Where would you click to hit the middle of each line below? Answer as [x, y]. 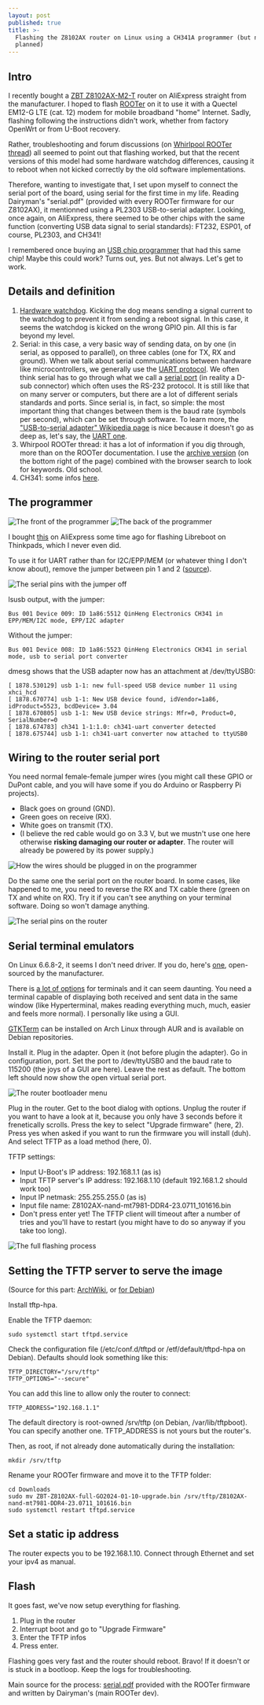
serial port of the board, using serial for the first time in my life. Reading [124, 193]
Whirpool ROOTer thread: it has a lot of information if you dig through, [132, 444]
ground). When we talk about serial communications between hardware [135, 361]
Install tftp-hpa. [33, 1305]
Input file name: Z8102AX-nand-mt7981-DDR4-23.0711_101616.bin [125, 1206]
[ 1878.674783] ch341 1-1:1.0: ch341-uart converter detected [112, 727]
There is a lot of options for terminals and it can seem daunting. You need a [130, 989]
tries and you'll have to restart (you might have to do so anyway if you [132, 1222]
